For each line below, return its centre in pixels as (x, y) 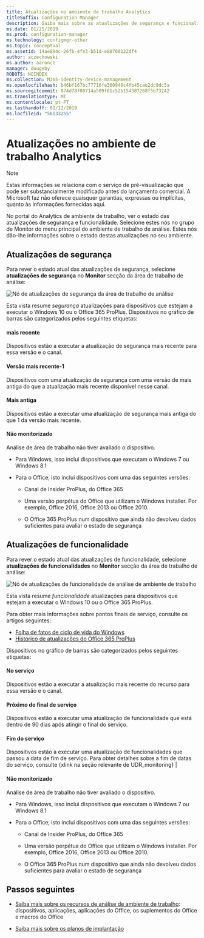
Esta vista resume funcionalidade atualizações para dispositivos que (92, 596)
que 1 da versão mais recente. (44, 420)
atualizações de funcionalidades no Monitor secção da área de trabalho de (102, 566)
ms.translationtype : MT (36, 97)
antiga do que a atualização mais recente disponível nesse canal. (88, 386)
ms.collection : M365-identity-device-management (69, 80)
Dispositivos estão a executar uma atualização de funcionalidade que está (99, 718)
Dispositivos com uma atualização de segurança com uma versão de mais (99, 379)
